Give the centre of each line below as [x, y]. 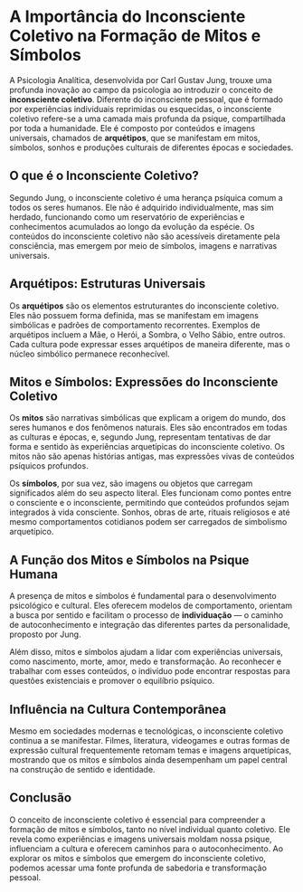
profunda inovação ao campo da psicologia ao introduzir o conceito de [142, 90]
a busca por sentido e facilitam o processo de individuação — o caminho [146, 615]
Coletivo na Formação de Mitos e [135, 36]
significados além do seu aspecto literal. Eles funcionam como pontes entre [151, 493]
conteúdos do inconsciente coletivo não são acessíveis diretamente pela [145, 236]
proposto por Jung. [45, 634]
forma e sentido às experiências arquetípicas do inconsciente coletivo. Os [147, 447]
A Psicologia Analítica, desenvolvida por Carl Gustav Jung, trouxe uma [141, 80]
